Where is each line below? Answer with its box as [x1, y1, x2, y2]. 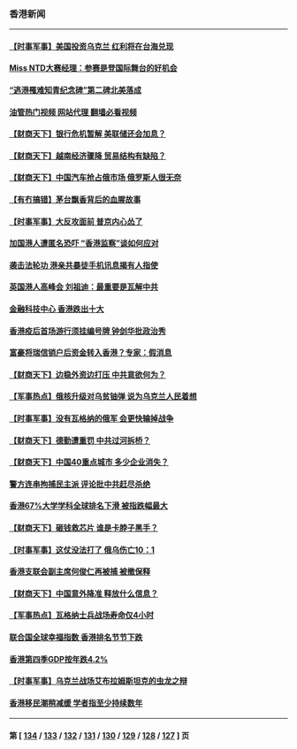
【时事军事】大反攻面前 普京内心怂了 [9, 216, 143, 226]
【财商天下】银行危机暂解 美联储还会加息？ [9, 128, 166, 139]
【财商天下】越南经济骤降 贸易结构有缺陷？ [9, 150, 166, 161]
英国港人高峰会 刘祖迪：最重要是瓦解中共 [9, 281, 159, 293]
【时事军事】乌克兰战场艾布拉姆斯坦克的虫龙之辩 [9, 676, 187, 686]
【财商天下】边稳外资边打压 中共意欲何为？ [9, 369, 166, 379]
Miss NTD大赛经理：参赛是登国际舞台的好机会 [9, 63, 178, 73]
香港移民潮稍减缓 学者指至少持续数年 [9, 697, 143, 708]
